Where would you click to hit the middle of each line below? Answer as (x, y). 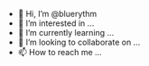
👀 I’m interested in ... (56, 23)
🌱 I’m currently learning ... (66, 33)
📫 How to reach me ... (60, 52)
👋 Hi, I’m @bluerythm (57, 14)
